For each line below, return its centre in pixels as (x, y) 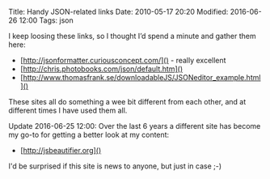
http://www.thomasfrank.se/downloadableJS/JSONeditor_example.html (142, 77)
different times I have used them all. (68, 110)
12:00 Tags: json (46, 20)
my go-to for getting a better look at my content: (89, 134)
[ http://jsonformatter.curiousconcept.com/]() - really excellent (123, 60)
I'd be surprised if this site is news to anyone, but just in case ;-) (115, 166)
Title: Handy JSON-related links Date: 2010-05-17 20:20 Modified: (118, 12)
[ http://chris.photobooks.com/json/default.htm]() (101, 69)
